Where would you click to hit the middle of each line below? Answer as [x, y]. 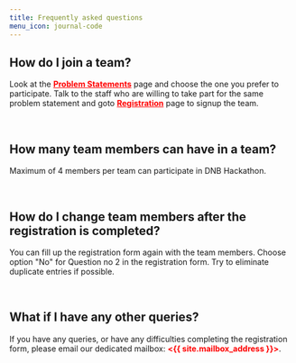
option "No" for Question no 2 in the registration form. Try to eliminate [139, 261]
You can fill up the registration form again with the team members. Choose [148, 252]
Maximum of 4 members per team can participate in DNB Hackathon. [138, 171]
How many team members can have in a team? [143, 149]
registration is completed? [85, 231]
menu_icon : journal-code [56, 26]
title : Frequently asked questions [76, 18]
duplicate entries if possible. [62, 271]
